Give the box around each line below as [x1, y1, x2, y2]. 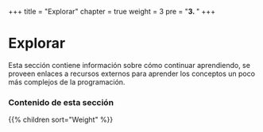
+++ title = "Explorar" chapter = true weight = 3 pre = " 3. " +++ [8, 7, 216, 16]
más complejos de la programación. [8, 77, 126, 86]
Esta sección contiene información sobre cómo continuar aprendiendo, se [8, 60, 250, 70]
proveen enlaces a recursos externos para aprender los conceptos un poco [8, 69, 256, 78]
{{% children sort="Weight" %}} [8, 115, 114, 125]
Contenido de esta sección [8, 96, 114, 107]
